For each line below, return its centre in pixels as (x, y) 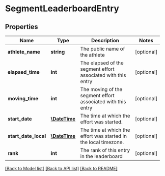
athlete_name (24, 52)
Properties (22, 27)
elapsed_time (24, 72)
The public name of (103, 49)
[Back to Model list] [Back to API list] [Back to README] (61, 168)
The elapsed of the (102, 63)
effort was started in (103, 136)
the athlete (93, 55)
